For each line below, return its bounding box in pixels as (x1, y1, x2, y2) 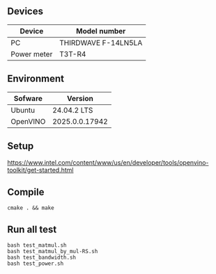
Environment (7, 73, 65, 85)
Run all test (7, 223, 57, 235)
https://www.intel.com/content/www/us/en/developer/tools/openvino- (7, 159, 209, 167)
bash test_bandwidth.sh (7, 254, 77, 261)
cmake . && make (7, 204, 54, 211)
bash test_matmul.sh (7, 242, 68, 249)
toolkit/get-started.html (7, 166, 74, 175)
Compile (7, 186, 45, 198)
